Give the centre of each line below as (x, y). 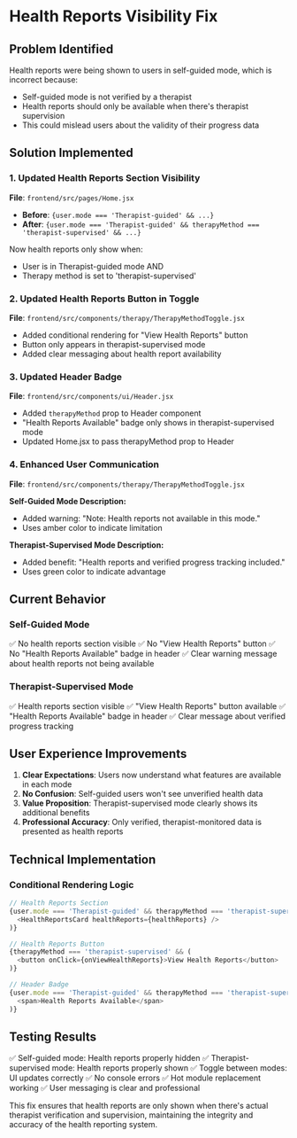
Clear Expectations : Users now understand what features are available (152, 775)
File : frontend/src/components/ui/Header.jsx (91, 396)
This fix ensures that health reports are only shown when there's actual (139, 1106)
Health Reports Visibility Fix (114, 16)
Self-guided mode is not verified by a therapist (107, 97)
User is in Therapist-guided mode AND (93, 266)
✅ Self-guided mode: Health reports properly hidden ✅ (109, 1058)
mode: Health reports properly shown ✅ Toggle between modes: (169, 1068)
